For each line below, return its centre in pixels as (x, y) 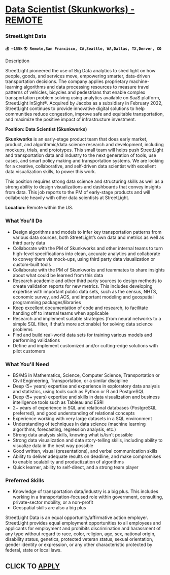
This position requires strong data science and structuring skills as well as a (84, 181)
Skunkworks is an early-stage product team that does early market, (76, 139)
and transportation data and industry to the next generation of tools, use (81, 155)
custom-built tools (32, 264)
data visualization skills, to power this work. (51, 172)
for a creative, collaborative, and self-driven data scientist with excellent (81, 166)
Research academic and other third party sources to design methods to (87, 281)
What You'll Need (27, 364)
